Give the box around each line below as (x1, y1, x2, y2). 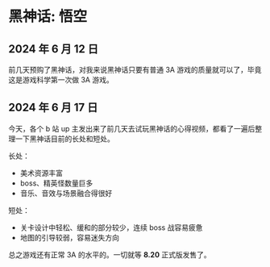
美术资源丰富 (19, 168, 63, 177)
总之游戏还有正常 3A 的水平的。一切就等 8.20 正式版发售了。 (8, 249, 211, 259)
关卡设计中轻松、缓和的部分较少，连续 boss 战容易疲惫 (19, 223, 203, 232)
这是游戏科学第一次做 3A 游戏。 (8, 75, 114, 85)
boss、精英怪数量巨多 (19, 178, 93, 188)
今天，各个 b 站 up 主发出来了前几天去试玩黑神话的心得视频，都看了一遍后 (8, 123, 255, 133)
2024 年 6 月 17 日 (8, 101, 98, 115)
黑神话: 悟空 (8, 7, 87, 26)
